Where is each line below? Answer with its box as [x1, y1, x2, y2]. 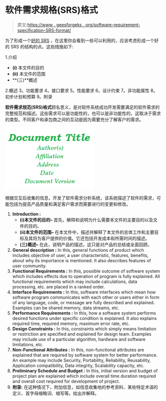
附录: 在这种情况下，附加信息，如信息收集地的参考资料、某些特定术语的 [12, 384, 158, 390]
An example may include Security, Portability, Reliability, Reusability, [12, 357, 151, 363]
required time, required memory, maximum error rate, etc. [12, 321, 130, 326]
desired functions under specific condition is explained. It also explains [12, 315, 157, 321]
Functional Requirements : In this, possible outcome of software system [12, 268, 161, 274]
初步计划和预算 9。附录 [5, 93, 53, 99]
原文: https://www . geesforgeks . [17, 22, 84, 28]
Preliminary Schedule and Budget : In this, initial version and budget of [12, 367, 158, 373]
